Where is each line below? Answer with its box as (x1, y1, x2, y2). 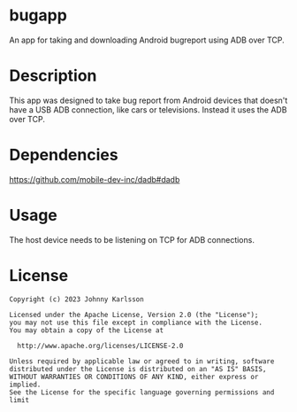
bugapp (9, 5, 68, 26)
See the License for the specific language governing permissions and (9, 387, 275, 397)
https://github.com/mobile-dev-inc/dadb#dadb (9, 174, 180, 184)
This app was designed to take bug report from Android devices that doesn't (9, 95, 288, 105)
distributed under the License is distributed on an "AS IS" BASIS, (9, 364, 267, 373)
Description (9, 66, 97, 86)
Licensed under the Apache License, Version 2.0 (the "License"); (9, 310, 259, 319)
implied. (9, 380, 42, 389)
